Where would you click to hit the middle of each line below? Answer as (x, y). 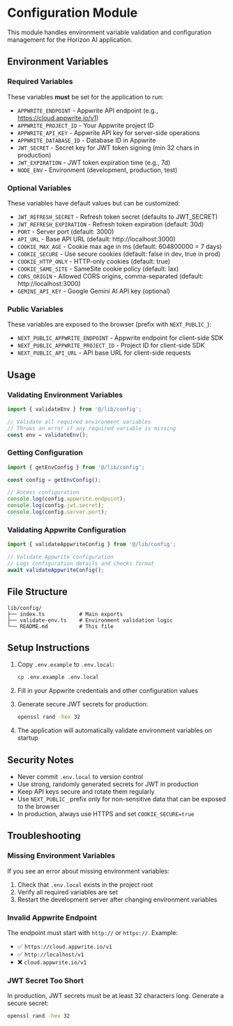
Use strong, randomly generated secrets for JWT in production (108, 784)
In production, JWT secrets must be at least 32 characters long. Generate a (116, 996)
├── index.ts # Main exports (65, 614)
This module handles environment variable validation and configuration (109, 32)
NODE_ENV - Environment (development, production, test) (97, 170)
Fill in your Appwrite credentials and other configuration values (108, 691)
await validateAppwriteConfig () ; (56, 570)
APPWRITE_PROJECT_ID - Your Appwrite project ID (85, 125)
